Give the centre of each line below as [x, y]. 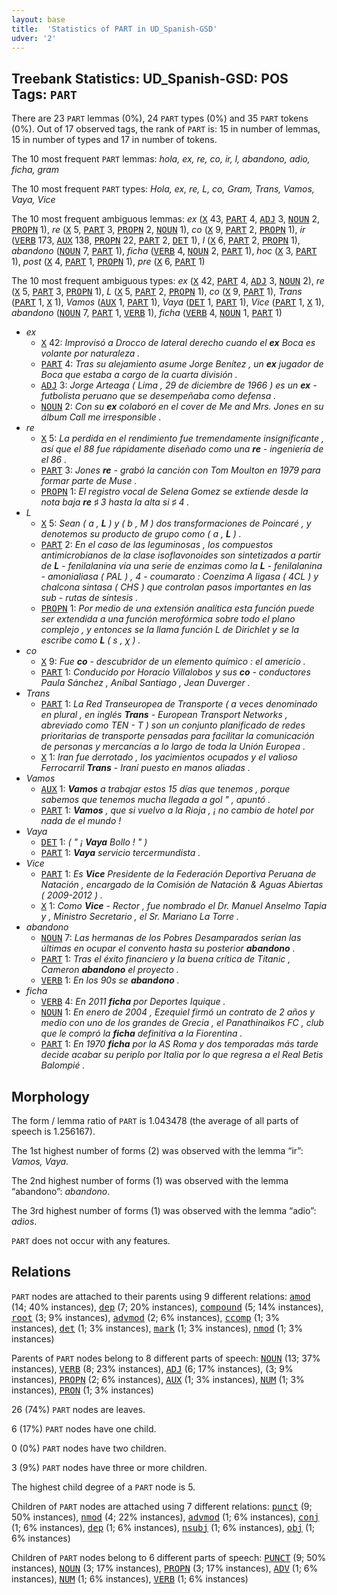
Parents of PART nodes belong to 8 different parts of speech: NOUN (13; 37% [166, 1358]
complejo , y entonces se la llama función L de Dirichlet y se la [170, 630]
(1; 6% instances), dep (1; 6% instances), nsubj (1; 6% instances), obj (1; [163, 1527]
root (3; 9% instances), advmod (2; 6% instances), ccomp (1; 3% [146, 1317]
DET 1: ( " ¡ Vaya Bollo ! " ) [94, 842]
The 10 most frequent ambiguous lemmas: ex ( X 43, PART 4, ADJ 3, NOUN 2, [166, 219]
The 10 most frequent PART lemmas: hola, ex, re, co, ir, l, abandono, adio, [161, 159]
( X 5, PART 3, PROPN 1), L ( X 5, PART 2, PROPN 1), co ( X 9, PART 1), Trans [157, 292]
